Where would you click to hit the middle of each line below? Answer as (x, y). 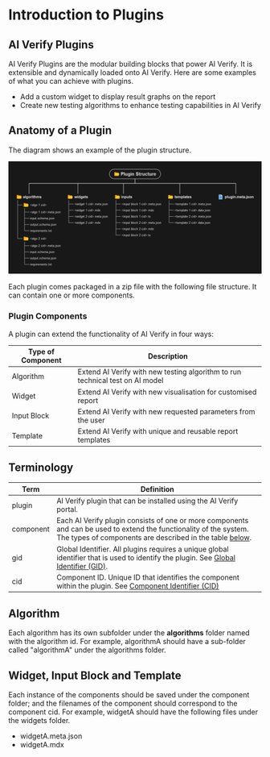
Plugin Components (48, 316)
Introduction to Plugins (86, 15)
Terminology (41, 467)
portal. (67, 510)
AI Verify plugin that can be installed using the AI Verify (147, 501)
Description (168, 356)
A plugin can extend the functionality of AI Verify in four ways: (111, 334)
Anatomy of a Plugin (60, 131)
